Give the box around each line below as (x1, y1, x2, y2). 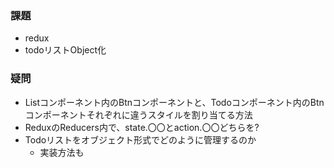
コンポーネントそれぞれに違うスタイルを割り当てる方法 (24, 108, 253, 121)
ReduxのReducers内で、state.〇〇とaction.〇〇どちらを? (24, 121, 260, 133)
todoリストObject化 (24, 44, 107, 56)
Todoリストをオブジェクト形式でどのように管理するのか (24, 133, 257, 146)
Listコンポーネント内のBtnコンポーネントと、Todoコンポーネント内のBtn (24, 96, 325, 108)
